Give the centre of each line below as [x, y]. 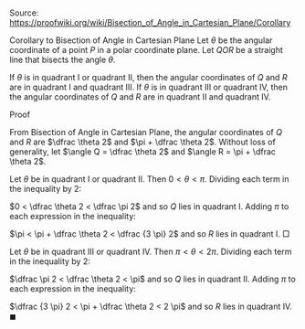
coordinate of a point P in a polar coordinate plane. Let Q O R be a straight [146, 50]
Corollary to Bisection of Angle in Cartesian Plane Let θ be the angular [141, 40]
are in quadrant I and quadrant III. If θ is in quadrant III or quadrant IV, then [149, 87]
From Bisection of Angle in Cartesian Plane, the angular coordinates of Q [146, 133]
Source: [24, 13]
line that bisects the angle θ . [63, 60]
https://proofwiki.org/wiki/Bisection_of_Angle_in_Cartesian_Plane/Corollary [150, 23]
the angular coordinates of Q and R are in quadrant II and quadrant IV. [140, 97]
